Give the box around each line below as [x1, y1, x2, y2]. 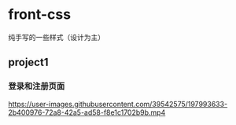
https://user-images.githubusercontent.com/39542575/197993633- [8, 99, 228, 108]
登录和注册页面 [8, 81, 65, 92]
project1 [8, 56, 49, 69]
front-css [8, 6, 72, 24]
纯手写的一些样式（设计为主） [8, 32, 105, 42]
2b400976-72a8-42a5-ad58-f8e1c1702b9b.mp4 [8, 108, 166, 117]
